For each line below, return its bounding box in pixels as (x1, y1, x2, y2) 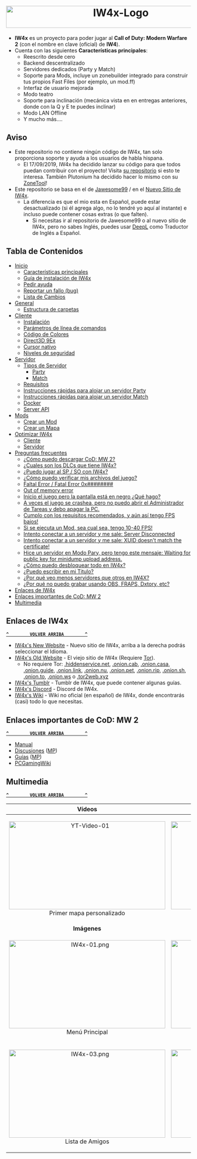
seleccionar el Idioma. (14, 648, 68, 655)
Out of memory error (23, 486, 74, 493)
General (14, 299, 34, 307)
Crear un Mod (23, 418, 57, 425)
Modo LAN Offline (23, 109, 67, 116)
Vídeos (77, 805, 98, 813)
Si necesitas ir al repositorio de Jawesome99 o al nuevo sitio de (32, 217, 186, 224)
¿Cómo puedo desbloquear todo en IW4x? (23, 562, 126, 569)
